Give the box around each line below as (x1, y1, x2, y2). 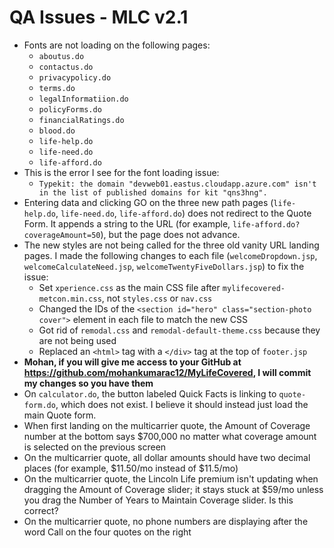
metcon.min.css (38, 294, 102, 304)
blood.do (38, 126, 76, 136)
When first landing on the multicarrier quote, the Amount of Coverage (23, 419, 311, 431)
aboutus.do (38, 51, 85, 61)
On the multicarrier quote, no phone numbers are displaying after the (23, 515, 309, 527)
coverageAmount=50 (23, 230, 101, 240)
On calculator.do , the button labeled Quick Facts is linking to (23, 387, 277, 400)
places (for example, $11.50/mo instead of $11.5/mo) (23, 462, 239, 474)
